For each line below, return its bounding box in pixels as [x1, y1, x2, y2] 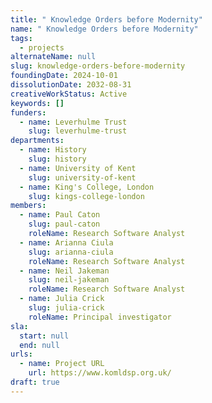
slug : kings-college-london [28, 191, 145, 201]
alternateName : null [10, 52, 97, 62]
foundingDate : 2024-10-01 [10, 71, 118, 81]
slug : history [28, 154, 87, 164]
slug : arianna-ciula [28, 247, 114, 257]
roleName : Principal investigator [28, 312, 172, 322]
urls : [10, 349, 33, 360]
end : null [19, 340, 60, 350]
